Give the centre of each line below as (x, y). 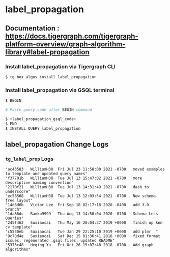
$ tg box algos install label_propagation (51, 77)
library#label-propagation (47, 52)
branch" (13, 210)
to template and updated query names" (46, 174)
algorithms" (18, 250)
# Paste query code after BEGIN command (49, 110)
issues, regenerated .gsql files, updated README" (60, 241)
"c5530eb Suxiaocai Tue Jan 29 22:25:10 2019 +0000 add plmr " (82, 232)
